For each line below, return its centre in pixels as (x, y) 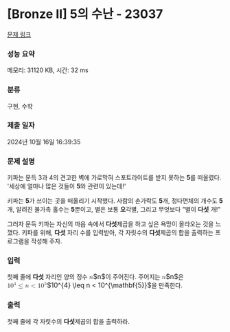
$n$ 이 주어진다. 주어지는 (127, 277)
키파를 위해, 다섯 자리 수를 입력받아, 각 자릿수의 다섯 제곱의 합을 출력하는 (118, 233)
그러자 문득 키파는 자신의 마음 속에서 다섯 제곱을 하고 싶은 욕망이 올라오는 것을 (111, 224)
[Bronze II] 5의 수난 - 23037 (85, 14)
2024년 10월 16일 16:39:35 (44, 142)
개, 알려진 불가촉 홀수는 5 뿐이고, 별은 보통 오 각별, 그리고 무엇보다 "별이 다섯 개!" (114, 210)
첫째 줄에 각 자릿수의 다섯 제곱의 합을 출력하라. (69, 321)
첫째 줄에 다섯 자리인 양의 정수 (47, 277)
